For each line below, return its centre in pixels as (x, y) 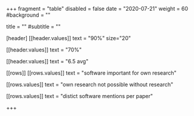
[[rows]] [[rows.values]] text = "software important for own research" (92, 73)
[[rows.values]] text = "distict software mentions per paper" (80, 96)
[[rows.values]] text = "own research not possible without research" (90, 84)
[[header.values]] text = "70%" (44, 50)
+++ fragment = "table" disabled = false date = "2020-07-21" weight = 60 (97, 9)
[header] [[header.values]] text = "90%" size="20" (69, 38)
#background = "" (28, 15)
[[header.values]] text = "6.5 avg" (47, 61)
